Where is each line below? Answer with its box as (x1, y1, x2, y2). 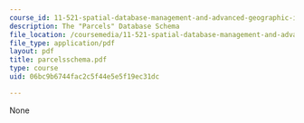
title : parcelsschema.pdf (9, 55, 107, 64)
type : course (9, 64, 59, 73)
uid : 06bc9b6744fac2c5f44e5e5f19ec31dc (9, 72, 160, 81)
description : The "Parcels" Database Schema (9, 22, 180, 31)
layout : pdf (9, 47, 54, 56)
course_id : (9, 13, 51, 23)
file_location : (9, 30, 67, 39)
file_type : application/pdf (9, 38, 116, 48)
